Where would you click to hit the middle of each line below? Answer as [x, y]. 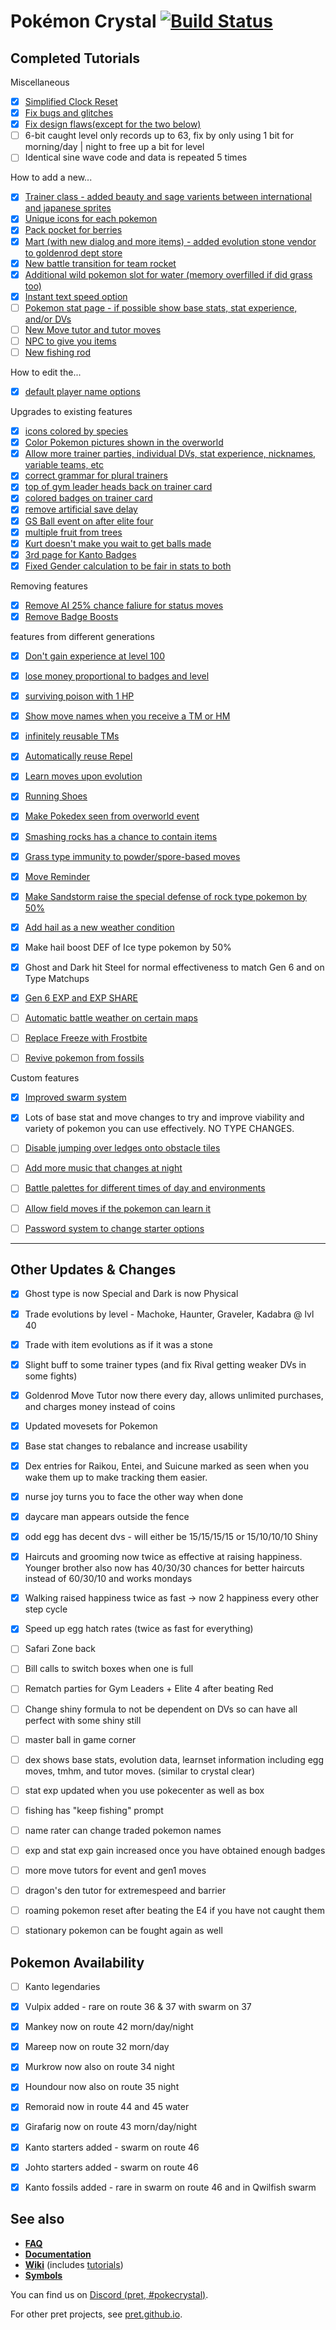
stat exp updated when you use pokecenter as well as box [144, 1790]
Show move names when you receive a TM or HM [127, 716]
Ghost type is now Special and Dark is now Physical [131, 1294]
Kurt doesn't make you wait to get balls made [118, 543]
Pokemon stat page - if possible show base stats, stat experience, [161, 307]
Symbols [43, 2275]
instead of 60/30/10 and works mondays [108, 1579]
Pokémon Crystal [83, 21]
